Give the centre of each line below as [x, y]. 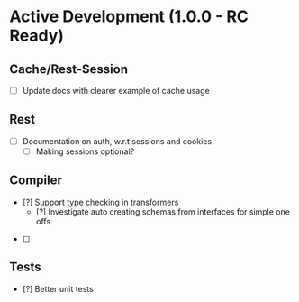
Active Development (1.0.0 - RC [129, 17]
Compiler [36, 181]
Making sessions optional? [85, 151]
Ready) [37, 36]
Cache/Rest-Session [69, 69]
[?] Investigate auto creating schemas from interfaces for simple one [163, 211]
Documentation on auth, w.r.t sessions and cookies [117, 141]
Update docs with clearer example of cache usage [116, 91]
